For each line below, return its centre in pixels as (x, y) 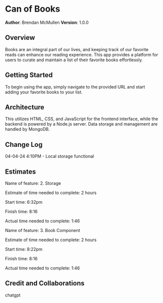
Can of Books (33, 9)
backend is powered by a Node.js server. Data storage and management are (81, 124)
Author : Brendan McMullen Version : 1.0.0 (47, 22)
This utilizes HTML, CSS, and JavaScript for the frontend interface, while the (81, 119)
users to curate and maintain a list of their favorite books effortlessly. (74, 60)
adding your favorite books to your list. (44, 92)
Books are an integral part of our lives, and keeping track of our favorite (77, 49)
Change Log (24, 144)
